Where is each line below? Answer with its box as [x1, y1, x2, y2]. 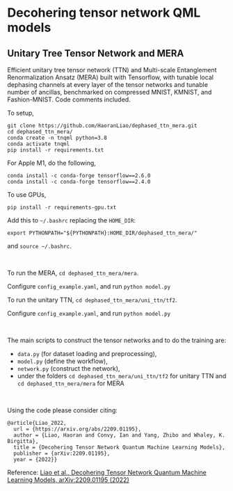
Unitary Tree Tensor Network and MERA [7, 47, 184, 59]
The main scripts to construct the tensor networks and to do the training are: [7, 336, 227, 344]
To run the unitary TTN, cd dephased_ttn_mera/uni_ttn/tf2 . [7, 296, 177, 304]
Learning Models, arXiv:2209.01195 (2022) [7, 476, 130, 484]
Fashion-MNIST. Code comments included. [7, 95, 131, 104]
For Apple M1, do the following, [7, 159, 96, 167]
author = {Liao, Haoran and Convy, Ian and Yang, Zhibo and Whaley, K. [13, 432, 226, 439]
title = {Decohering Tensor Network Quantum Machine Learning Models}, [13, 444, 226, 451]
